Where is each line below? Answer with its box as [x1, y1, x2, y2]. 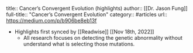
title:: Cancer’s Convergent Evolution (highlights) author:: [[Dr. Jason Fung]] [6, 5, 188, 12]
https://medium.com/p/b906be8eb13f [6, 17, 97, 24]
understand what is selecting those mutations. [23, 40, 135, 47]
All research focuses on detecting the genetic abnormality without [23, 35, 183, 41]
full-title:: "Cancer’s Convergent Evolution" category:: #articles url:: [6, 11, 168, 18]
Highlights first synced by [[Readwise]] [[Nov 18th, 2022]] [14, 28, 154, 35]
